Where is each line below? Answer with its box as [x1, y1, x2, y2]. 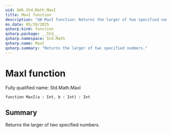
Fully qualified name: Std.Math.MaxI [5, 84, 81, 91]
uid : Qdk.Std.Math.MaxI [5, 7, 56, 13]
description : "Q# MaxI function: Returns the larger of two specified [5, 17, 159, 22]
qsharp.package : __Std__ [5, 31, 58, 36]
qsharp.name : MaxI [5, 41, 45, 46]
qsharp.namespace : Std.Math [5, 36, 66, 41]
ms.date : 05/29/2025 [5, 21, 50, 27]
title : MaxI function [5, 12, 52, 17]
